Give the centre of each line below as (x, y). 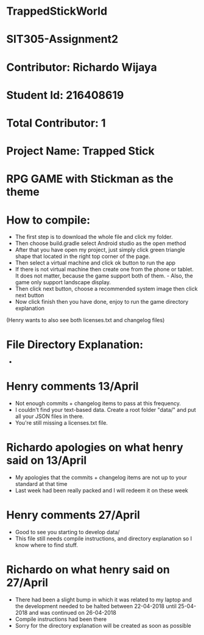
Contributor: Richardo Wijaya (82, 67)
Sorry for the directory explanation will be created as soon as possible (103, 625)
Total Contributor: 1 (56, 123)
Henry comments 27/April (73, 515)
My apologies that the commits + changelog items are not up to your (101, 477)
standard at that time (41, 484)
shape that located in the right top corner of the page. (83, 256)
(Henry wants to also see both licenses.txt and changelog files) (86, 320)
